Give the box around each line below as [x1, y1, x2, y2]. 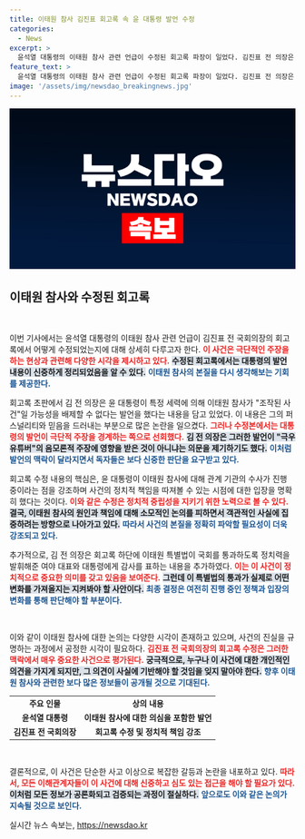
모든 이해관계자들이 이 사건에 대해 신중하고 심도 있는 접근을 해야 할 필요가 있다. [21, 777, 295, 788]
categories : [9, 24, 54, 34]
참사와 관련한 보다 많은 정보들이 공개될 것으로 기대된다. [18, 677, 211, 688]
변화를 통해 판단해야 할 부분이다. [9, 595, 123, 606]
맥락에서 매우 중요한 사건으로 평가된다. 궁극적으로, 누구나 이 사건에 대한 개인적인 [9, 655, 290, 666]
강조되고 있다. [9, 530, 59, 541]
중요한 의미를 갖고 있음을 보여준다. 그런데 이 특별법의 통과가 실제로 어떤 [40, 572, 290, 583]
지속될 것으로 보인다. [9, 800, 83, 811]
